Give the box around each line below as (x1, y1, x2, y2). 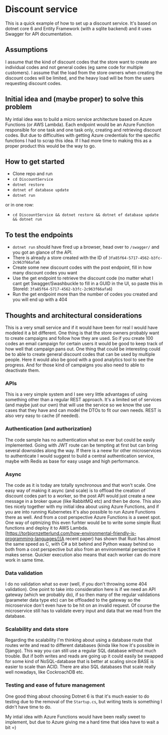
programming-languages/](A (5, 535, 65, 542)
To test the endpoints (5, 231, 73, 239)
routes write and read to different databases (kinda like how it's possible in (5, 642, 159, 648)
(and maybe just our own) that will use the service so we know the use (5, 402, 151, 408)
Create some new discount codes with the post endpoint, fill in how (12, 264, 152, 270)
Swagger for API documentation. (5, 31, 73, 37)
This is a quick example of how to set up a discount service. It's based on (5, 20, 157, 26)
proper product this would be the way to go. (5, 142, 96, 149)
